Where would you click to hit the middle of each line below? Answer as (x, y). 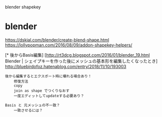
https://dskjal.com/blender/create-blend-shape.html (57, 40)
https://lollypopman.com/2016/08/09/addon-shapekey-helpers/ (69, 45)
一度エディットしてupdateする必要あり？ (49, 96)
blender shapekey (23, 7)
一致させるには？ (28, 110)
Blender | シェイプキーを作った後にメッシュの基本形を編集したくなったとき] (81, 61)
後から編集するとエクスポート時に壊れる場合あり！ (49, 76)
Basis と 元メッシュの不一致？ (32, 105)
